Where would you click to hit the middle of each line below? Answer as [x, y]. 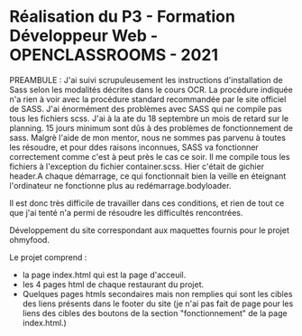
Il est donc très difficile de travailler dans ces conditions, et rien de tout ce [147, 203]
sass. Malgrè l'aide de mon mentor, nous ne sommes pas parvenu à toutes [148, 137]
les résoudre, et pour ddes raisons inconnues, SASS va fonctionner [134, 147]
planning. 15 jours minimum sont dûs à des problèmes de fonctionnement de [151, 127]
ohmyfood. [29, 239]
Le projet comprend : [48, 257]
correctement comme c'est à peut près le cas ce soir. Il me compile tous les [150, 156]
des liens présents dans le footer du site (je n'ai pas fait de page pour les [158, 303]
